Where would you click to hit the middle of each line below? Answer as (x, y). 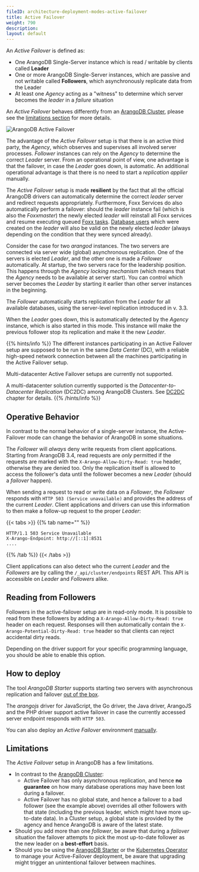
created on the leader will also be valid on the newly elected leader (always (98, 228)
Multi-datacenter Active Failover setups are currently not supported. (90, 374)
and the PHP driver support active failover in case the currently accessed (96, 712)
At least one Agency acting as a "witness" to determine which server (99, 94)
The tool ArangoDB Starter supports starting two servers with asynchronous (99, 688)
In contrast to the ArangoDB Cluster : (59, 774)
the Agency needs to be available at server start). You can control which (94, 277)
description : (22, 28)
